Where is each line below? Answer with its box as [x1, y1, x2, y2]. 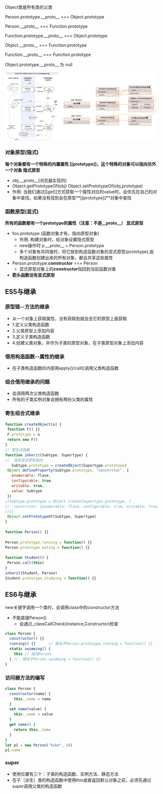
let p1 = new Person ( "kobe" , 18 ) [5, 742, 73, 748]
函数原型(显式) [5, 208, 39, 215]
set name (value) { [9, 707, 47, 712]
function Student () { [5, 555, 49, 560]
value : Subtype [11, 488, 42, 493]
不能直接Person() [12, 614, 47, 620]
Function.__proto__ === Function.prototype [5, 52, 91, 57]
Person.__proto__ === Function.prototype [5, 23, 88, 29]
